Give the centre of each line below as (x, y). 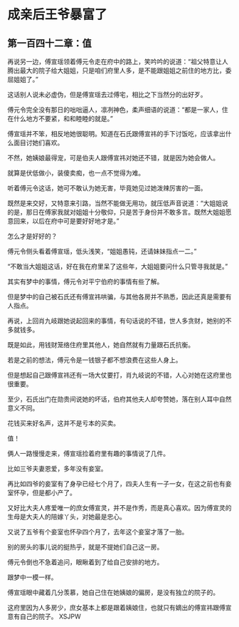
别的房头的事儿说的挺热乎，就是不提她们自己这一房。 (85, 547)
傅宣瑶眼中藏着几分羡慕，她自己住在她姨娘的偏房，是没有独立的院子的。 (113, 592)
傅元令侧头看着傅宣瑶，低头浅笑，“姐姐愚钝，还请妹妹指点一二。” (102, 251)
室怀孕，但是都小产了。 (42, 493)
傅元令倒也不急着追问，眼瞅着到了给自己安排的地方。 (85, 562)
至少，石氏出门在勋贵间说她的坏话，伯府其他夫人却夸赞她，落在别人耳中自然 (119, 399)
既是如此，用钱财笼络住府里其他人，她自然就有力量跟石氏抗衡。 (101, 345)
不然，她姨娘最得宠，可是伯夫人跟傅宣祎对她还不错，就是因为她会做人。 (113, 158)
